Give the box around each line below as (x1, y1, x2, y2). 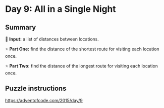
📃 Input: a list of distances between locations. (5, 36, 99, 42)
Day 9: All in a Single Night (5, 3, 116, 15)
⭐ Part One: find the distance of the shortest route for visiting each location (5, 46, 160, 52)
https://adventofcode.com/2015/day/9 (5, 97, 83, 103)
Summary (5, 23, 36, 32)
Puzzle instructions (5, 84, 67, 93)
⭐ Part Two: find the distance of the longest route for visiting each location (5, 63, 158, 69)
